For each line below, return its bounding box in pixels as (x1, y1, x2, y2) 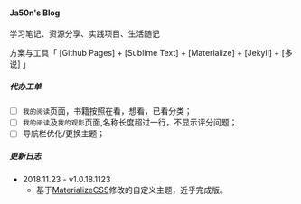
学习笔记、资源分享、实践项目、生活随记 (9, 28, 160, 40)
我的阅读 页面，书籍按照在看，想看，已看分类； (22, 106, 193, 116)
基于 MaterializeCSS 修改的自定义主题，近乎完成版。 (35, 185, 229, 196)
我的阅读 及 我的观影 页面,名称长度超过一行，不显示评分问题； (22, 117, 238, 128)
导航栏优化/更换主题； (22, 128, 106, 139)
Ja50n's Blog (9, 7, 61, 18)
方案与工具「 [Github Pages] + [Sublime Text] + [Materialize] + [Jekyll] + (9, 48, 280, 59)
